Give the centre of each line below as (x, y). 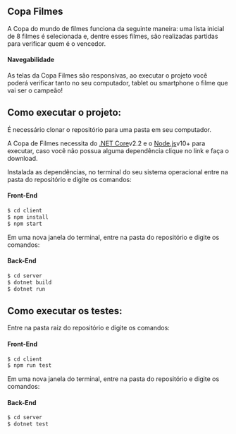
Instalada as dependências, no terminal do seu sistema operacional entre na (118, 171)
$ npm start (25, 224)
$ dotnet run (26, 289)
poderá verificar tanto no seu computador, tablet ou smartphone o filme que (118, 83)
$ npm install (28, 217)
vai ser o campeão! (35, 90)
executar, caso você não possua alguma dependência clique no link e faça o (118, 150)
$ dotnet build (30, 282)
